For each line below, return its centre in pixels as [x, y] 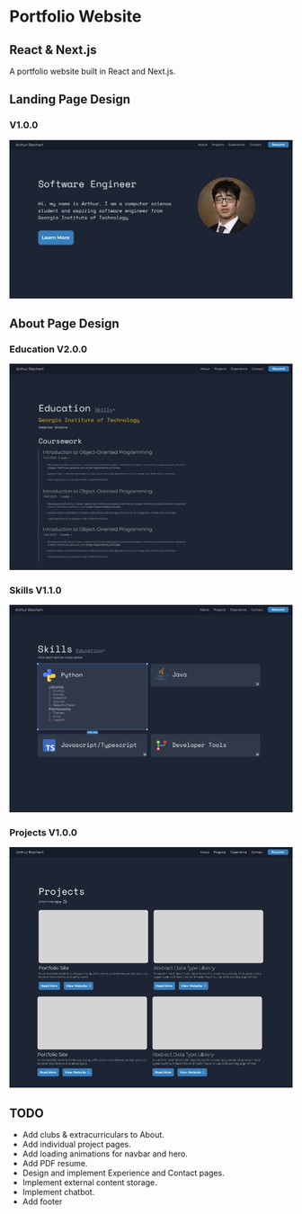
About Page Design [64, 324]
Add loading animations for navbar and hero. [105, 1154]
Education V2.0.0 [49, 350]
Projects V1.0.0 [44, 832]
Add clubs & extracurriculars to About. [93, 1135]
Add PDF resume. [55, 1164]
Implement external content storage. [89, 1183]
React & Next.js [53, 50]
